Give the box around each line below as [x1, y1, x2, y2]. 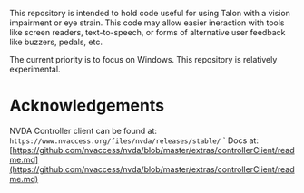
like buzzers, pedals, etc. [9, 36, 103, 47]
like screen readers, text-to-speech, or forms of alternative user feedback [9, 27, 286, 37]
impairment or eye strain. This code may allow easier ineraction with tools [9, 17, 285, 28]
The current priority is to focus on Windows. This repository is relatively [9, 54, 278, 64]
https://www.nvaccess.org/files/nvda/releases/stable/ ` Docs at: [9, 135, 259, 146]
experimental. [9, 63, 61, 74]
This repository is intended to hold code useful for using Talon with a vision [9, 8, 290, 18]
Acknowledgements [9, 95, 165, 116]
